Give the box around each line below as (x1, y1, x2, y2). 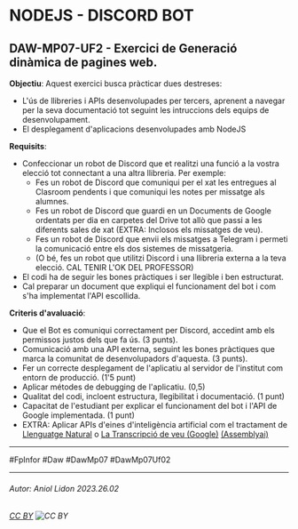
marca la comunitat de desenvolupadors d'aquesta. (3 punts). (21, 353, 248, 364)
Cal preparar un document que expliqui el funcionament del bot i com (21, 281, 277, 292)
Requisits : (9, 141, 47, 151)
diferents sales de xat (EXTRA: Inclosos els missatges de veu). (35, 224, 263, 235)
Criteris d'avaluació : (9, 308, 86, 318)
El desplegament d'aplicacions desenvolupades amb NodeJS (21, 124, 247, 134)
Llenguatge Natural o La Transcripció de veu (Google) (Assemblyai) (21, 429, 269, 439)
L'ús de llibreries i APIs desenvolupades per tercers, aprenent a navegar (21, 95, 286, 106)
